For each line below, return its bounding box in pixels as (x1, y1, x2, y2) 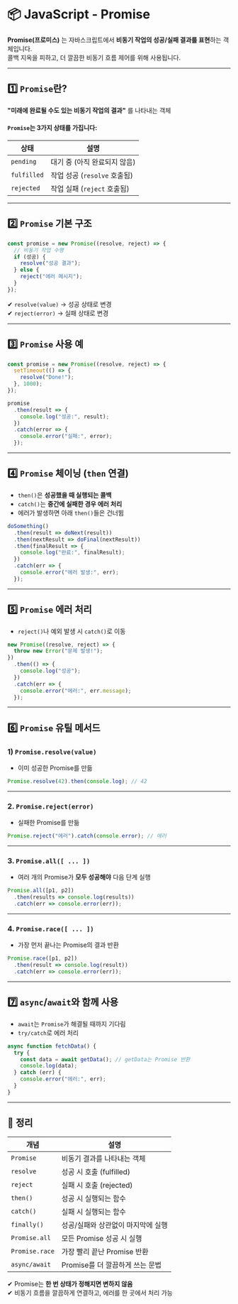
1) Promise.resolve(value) (7, 747, 97, 757)
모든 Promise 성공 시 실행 (61, 1233, 142, 1243)
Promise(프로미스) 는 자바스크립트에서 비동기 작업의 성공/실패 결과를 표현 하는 (7, 35, 222, 44)
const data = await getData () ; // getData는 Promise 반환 (20, 1056, 191, 1063)
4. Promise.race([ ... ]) (7, 924, 94, 934)
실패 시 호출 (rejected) (61, 1180, 133, 1190)
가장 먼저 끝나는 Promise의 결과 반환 (17, 941, 119, 949)
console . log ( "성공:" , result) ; (20, 413, 110, 420)
